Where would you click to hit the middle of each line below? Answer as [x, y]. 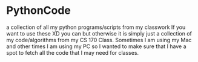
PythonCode [39, 11]
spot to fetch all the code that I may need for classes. [73, 52]
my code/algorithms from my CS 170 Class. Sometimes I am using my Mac [99, 40]
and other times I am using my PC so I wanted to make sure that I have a [96, 46]
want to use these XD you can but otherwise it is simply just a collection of [99, 33]
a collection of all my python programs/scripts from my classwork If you [96, 27]
